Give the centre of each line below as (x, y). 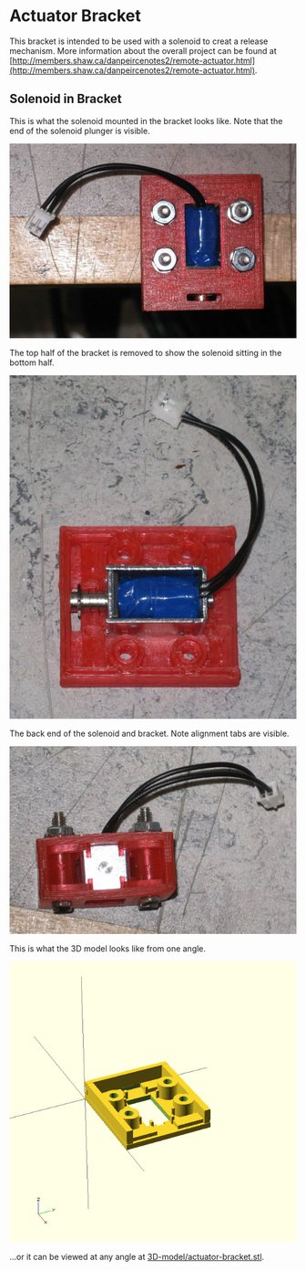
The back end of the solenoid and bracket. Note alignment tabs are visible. (149, 733)
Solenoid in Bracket (66, 99)
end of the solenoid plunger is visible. (80, 131)
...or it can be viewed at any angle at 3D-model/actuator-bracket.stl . (137, 1256)
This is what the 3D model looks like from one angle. (108, 948)
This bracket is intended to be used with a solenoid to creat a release (139, 41)
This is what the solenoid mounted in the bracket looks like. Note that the (146, 121)
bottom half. (32, 362)
